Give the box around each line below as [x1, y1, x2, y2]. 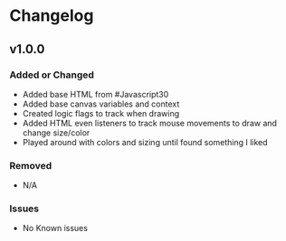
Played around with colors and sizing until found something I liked [22, 136, 269, 147]
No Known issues [22, 223, 89, 234]
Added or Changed [9, 69, 95, 81]
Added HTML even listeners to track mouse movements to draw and [22, 117, 278, 128]
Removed [9, 159, 52, 171]
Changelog [9, 5, 94, 26]
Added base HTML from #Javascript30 [22, 88, 169, 99]
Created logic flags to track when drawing [22, 107, 180, 118]
